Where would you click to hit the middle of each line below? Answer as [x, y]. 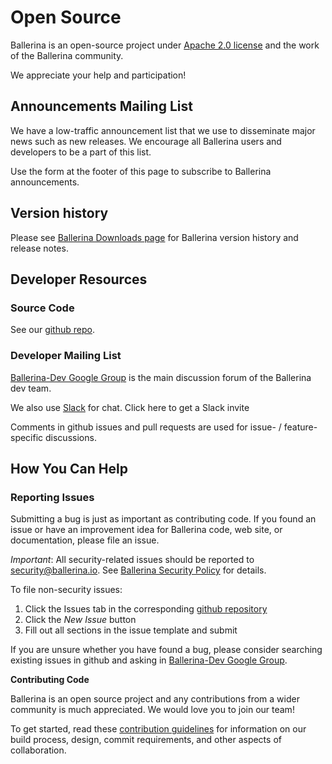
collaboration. [38, 750]
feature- [300, 427]
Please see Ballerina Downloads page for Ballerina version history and [154, 237]
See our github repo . [52, 330]
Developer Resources [79, 279]
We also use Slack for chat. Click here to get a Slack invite [130, 407]
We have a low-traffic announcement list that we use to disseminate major [163, 130]
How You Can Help [69, 468]
